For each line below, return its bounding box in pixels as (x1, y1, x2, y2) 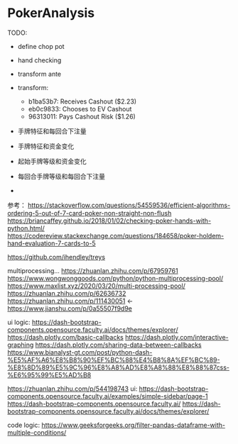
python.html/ (7, 223, 45, 232)
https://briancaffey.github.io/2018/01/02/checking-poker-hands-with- (7, 216, 212, 225)
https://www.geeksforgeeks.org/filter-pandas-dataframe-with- (41, 421, 226, 429)
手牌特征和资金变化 (17, 142, 75, 150)
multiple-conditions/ (7, 428, 67, 437)
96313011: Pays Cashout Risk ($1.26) (28, 112, 136, 121)
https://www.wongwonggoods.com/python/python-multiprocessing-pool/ (7, 274, 224, 282)
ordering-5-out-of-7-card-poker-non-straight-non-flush (7, 209, 172, 217)
